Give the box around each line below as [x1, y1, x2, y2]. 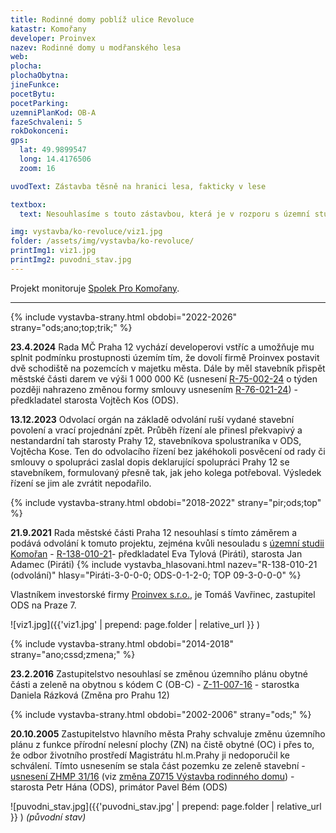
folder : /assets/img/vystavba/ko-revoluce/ [10, 236, 195, 246]
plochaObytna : [10, 71, 70, 81]
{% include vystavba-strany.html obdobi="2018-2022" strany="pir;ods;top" [10, 496, 322, 508]
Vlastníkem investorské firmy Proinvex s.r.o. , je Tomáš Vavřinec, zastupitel [10, 588, 316, 600]
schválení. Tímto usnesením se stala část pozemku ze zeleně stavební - [10, 759, 306, 771]
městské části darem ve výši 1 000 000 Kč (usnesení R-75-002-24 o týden [10, 372, 318, 385]
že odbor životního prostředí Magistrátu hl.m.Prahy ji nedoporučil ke [10, 749, 291, 761]
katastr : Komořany [10, 24, 87, 34]
